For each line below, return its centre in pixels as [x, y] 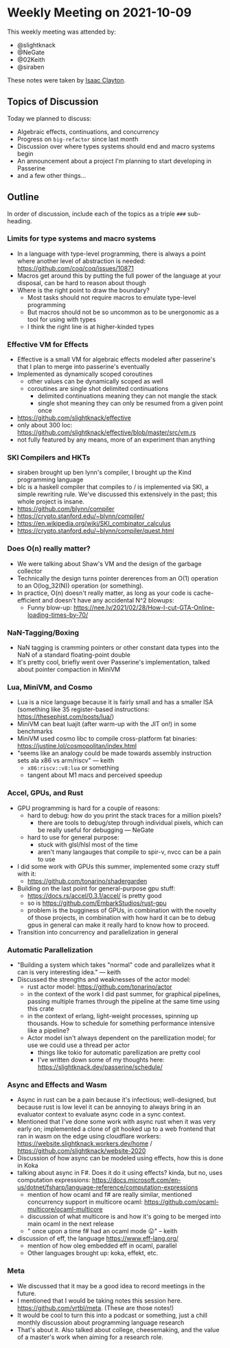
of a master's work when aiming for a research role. [90, 1337]
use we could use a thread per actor [79, 1045]
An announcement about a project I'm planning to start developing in [114, 161]
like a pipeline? [48, 1030]
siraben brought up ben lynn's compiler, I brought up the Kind [104, 473]
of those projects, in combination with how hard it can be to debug [122, 917]
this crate [41, 1009]
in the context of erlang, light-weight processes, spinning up [113, 1015]
